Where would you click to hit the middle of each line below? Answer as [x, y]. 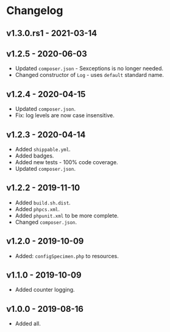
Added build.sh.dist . [43, 203]
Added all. [28, 323]
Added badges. [34, 156]
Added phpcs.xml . [37, 209]
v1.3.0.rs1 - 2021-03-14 [52, 33]
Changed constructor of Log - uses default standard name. [90, 75]
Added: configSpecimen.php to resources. [67, 256]
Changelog [35, 11]
